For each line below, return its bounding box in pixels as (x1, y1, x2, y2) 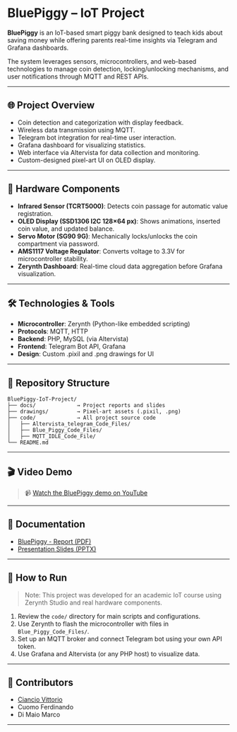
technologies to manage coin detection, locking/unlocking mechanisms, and (7, 64, 229, 73)
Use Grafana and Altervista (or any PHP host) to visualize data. (17, 649, 200, 658)
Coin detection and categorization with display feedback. (17, 118, 184, 127)
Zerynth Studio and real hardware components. (24, 598, 162, 607)
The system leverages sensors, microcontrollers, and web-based (7, 57, 197, 65)
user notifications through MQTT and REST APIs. (7, 72, 150, 81)
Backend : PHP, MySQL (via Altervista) (17, 335, 129, 343)
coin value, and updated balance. (17, 224, 115, 233)
